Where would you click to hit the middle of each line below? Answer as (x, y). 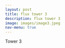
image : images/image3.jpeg (33, 23)
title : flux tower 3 (26, 14)
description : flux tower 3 (33, 18)
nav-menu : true (21, 28)
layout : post (18, 9)
